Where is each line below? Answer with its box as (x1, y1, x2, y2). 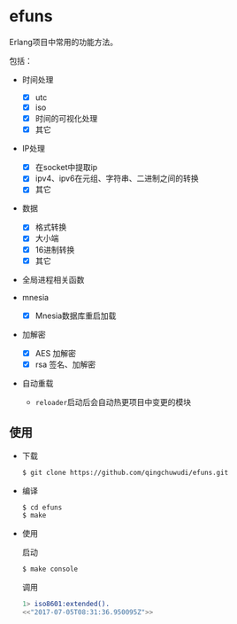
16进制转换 (34, 244, 75, 254)
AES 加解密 (34, 347, 77, 358)
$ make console (21, 565, 79, 573)
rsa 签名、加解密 (34, 359, 96, 370)
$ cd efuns (21, 503, 63, 511)
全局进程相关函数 (21, 274, 85, 285)
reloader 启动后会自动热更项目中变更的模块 (34, 396, 192, 407)
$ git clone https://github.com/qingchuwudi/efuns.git (21, 468, 229, 477)
